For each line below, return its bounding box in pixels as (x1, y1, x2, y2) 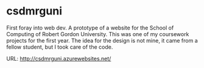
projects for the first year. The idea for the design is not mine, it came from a (6, 37, 198, 44)
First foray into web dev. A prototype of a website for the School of (6, 24, 174, 31)
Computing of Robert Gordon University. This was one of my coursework (6, 30, 189, 37)
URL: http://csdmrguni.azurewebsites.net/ (6, 55, 111, 62)
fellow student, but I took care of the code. (6, 43, 113, 51)
